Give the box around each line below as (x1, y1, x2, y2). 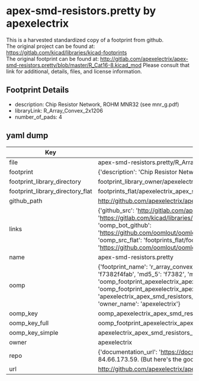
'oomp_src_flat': (97, 236, 142, 244)
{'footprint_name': (97, 262, 148, 271)
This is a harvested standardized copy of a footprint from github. (6, 36, 164, 43)
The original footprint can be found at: (6, 55, 99, 62)
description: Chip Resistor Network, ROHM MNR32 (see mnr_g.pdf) (14, 101, 179, 108)
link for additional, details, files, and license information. (6, 68, 142, 75)
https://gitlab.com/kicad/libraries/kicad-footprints (6, 49, 127, 56)
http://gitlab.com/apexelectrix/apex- (99, 55, 188, 62)
